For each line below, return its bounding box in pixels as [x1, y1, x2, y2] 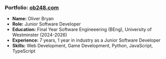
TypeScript [12, 48, 36, 54]
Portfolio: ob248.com [5, 4, 59, 11]
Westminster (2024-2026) [12, 32, 67, 38]
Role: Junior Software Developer [12, 21, 81, 27]
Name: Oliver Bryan [12, 16, 54, 22]
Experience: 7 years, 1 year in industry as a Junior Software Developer [12, 37, 161, 43]
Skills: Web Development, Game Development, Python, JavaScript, [12, 43, 153, 49]
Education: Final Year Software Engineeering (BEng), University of [12, 26, 152, 33]
